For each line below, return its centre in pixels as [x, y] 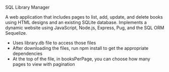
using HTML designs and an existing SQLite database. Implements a [76, 22]
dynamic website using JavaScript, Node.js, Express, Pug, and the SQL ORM [85, 28]
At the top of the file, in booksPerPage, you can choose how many [81, 59]
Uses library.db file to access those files [54, 43]
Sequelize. [16, 33]
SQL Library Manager [27, 7]
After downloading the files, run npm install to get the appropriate [80, 48]
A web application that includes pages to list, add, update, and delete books [84, 17]
